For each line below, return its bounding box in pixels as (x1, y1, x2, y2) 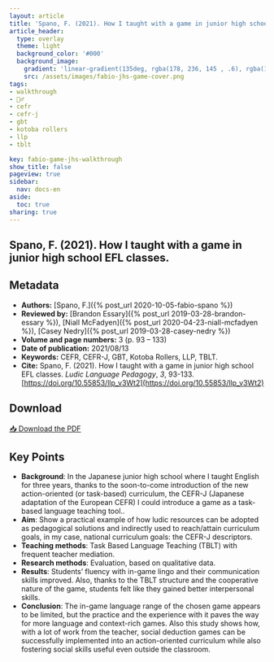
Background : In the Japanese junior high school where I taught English (20, 472, 259, 481)
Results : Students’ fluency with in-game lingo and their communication (20, 567, 259, 577)
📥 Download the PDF (9, 424, 81, 433)
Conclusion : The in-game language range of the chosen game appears (20, 601, 261, 611)
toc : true (16, 200, 50, 208)
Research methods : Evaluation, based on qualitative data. (20, 558, 216, 568)
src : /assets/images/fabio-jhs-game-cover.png (24, 72, 185, 81)
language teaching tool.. (44, 506, 125, 516)
